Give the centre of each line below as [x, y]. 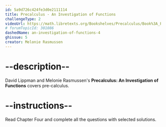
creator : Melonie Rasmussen [34, 42]
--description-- [38, 66]
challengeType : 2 [23, 19]
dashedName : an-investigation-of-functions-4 [53, 33]
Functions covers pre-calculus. [37, 85]
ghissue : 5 [16, 38]
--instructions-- [39, 105]
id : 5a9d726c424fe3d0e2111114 [36, 10]
